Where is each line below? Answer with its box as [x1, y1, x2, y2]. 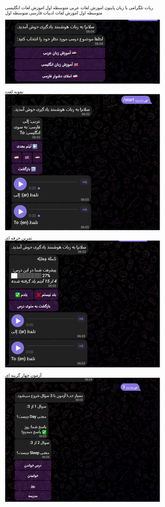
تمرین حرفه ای [5, 235, 32, 241]
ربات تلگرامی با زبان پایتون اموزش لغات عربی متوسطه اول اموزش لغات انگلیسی [5, 5, 154, 10]
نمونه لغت [5, 89, 24, 95]
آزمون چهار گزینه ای [5, 372, 42, 378]
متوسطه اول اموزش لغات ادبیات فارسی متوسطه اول [5, 10, 103, 16]
